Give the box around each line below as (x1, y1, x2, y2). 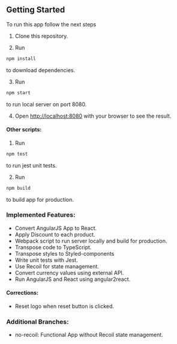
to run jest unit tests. (6, 161, 57, 169)
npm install (6, 55, 36, 62)
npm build (6, 185, 31, 191)
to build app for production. (6, 196, 74, 203)
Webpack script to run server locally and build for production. (14, 237, 167, 244)
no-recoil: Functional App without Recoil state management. (14, 331, 163, 339)
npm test (6, 151, 28, 157)
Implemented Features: (6, 211, 76, 219)
